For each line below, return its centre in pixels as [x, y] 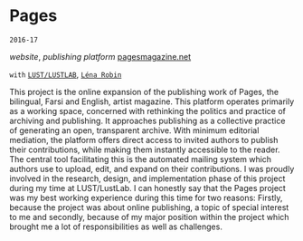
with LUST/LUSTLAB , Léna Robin [66, 74]
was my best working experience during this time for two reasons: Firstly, [146, 198]
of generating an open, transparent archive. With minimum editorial [134, 130]
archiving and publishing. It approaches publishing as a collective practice [147, 120]
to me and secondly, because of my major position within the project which [149, 217]
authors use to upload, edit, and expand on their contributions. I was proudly [152, 169]
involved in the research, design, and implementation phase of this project [147, 178]
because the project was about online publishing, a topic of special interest [149, 207]
